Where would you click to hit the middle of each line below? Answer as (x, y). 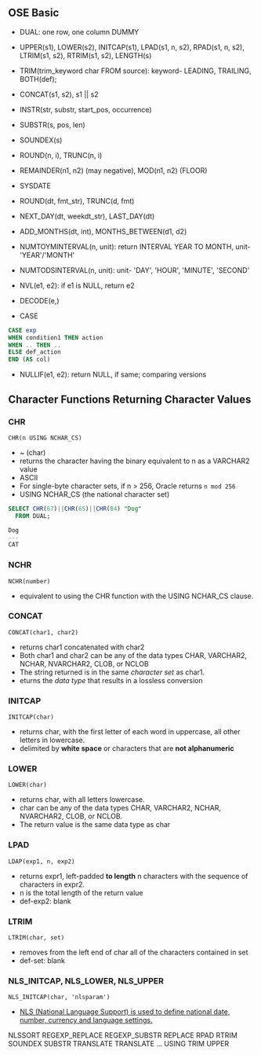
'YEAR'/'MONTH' (47, 255)
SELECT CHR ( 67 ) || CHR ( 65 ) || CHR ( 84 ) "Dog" (75, 509)
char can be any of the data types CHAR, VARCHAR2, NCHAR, (120, 808)
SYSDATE (35, 186)
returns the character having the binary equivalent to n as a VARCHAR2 (134, 461)
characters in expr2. (52, 884)
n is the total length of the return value (81, 892)
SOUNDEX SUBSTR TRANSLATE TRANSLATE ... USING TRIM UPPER (119, 1044)
